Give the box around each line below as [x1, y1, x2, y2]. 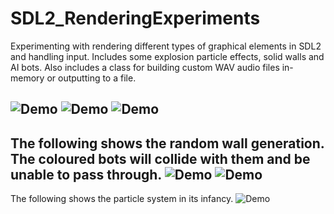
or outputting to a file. [46, 72, 137, 84]
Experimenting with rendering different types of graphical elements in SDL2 [10, 40, 322, 52]
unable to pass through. [10, 166, 162, 183]
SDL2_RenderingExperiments [10, 7, 261, 30]
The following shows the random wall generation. [10, 135, 325, 152]
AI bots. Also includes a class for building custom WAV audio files [10, 61, 280, 73]
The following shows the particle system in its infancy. [10, 193, 234, 205]
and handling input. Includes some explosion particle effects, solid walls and [10, 50, 325, 62]
